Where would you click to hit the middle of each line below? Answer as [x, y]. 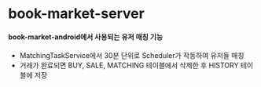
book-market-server [77, 14]
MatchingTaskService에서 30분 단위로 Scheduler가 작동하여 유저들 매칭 [132, 56]
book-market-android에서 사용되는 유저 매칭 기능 [86, 37]
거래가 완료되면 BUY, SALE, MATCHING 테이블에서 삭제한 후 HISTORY [129, 65]
